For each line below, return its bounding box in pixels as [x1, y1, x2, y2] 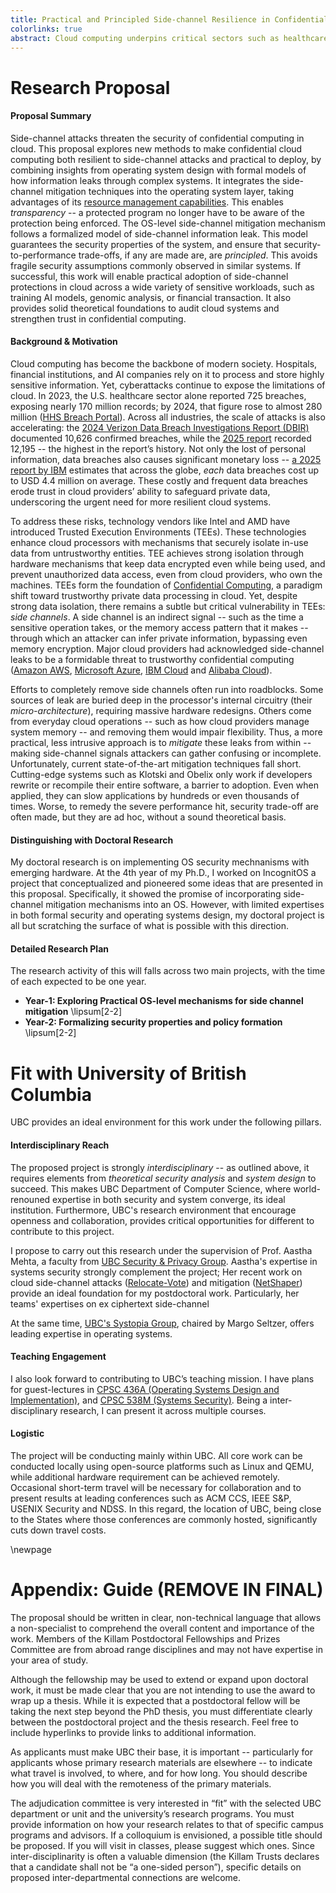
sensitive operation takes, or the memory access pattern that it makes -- [10, 621, 309, 633]
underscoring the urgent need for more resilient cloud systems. [10, 496, 272, 508]
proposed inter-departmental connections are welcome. [10, 1871, 242, 1883]
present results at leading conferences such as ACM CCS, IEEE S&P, [10, 1492, 292, 1504]
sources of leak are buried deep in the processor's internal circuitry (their [10, 694, 313, 706]
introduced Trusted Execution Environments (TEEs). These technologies [10, 526, 307, 538]
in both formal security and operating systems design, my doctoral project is [10, 909, 325, 921]
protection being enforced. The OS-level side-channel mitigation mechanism [10, 217, 326, 229]
